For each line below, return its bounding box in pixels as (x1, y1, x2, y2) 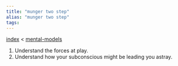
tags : (6, 19, 19, 25)
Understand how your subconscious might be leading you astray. (14, 54, 173, 61)
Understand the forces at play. (14, 47, 89, 54)
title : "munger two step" (6, 8, 69, 15)
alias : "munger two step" (6, 14, 69, 20)
